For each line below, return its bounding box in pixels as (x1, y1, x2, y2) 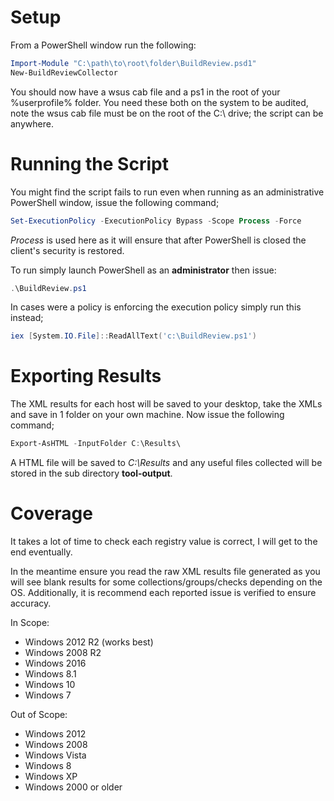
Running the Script (10, 152, 169, 175)
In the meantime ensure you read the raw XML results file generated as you (10, 566, 321, 577)
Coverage (10, 502, 93, 525)
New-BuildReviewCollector (10, 67, 118, 78)
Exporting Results (10, 365, 162, 388)
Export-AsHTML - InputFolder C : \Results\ (10, 439, 182, 449)
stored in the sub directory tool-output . (10, 467, 173, 480)
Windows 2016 (24, 657, 87, 669)
